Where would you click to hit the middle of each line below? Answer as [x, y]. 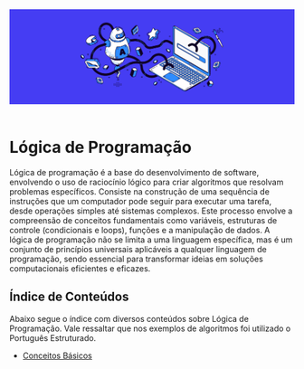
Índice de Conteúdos [69, 297]
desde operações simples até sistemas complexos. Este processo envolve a [151, 211]
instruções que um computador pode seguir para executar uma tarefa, [141, 201]
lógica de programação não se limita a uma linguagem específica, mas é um [151, 240]
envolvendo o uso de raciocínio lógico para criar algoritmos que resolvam [147, 182]
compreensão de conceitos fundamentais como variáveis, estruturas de [143, 220]
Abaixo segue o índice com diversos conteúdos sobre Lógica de [129, 318]
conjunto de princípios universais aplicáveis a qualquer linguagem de [138, 249]
